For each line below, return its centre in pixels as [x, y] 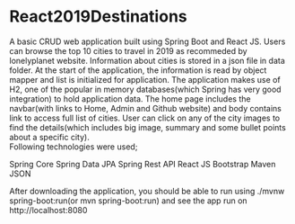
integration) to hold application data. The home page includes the [130, 99]
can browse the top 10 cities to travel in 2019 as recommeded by [129, 50]
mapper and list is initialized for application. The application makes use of [145, 79]
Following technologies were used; [74, 147]
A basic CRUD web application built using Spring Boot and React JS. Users [147, 41]
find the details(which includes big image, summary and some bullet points [148, 127]
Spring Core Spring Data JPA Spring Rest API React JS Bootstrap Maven [143, 164]
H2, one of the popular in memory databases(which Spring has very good [145, 89]
